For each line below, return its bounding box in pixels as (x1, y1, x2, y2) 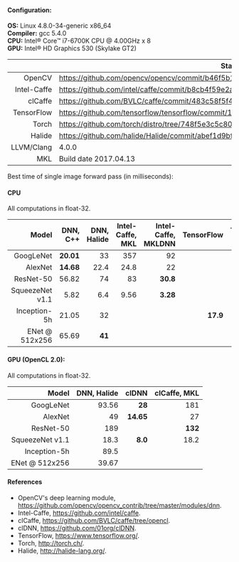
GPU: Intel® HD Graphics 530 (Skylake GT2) (7, 44, 137, 53)
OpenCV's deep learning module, (17, 493, 116, 502)
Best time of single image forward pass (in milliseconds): (7, 172, 174, 181)
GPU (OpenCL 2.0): (7, 356, 65, 364)
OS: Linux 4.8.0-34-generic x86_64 (7, 21, 112, 30)
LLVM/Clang (11, 142, 53, 152)
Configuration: (7, 6, 52, 14)
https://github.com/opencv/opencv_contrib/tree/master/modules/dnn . (17, 501, 222, 509)
